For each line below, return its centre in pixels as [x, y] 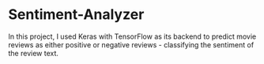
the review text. [34, 53]
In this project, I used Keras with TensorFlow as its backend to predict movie [132, 36]
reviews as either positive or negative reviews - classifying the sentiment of [131, 44]
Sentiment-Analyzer [76, 15]
